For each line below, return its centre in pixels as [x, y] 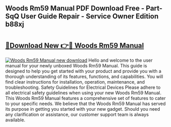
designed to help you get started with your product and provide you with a [83, 71]
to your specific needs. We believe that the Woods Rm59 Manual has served [86, 104]
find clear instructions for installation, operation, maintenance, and [75, 82]
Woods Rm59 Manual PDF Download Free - [75, 8]
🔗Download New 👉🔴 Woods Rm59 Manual [75, 45]
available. [15, 120]
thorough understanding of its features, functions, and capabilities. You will [84, 77]
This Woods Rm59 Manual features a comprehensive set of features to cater [86, 98]
